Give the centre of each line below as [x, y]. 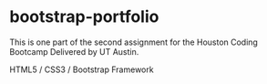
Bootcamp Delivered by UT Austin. [74, 51]
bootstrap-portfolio [84, 17]
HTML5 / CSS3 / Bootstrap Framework [82, 69]
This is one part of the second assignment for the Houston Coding [133, 42]
